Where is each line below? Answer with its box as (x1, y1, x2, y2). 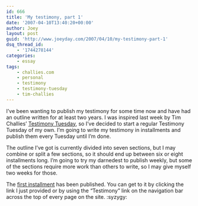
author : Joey (6, 25, 39, 31)
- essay (17, 58, 36, 64)
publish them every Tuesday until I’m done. (6, 133, 111, 140)
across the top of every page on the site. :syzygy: (6, 193, 127, 200)
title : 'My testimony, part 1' (6, 14, 84, 20)
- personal (17, 75, 44, 81)
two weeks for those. (6, 169, 58, 176)
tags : (6, 63, 20, 70)
